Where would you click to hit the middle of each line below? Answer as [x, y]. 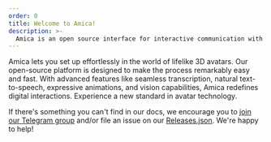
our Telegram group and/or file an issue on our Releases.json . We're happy [133, 120]
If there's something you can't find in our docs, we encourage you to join [130, 112]
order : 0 [23, 16]
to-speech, [27, 88]
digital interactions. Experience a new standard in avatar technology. [123, 96]
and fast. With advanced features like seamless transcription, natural [123, 79]
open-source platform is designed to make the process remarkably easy [129, 71]
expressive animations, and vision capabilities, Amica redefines [153, 88]
